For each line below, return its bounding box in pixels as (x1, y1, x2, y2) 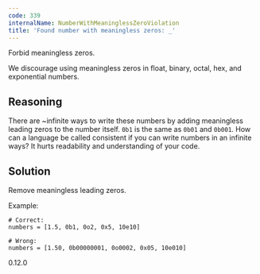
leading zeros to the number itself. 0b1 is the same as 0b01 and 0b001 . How (8, 125, 251, 134)
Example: (8, 201, 39, 210)
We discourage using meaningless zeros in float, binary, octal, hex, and (8, 64, 243, 73)
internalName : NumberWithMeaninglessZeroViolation (8, 19, 180, 27)
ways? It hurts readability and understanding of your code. (8, 141, 200, 151)
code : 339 (8, 11, 41, 20)
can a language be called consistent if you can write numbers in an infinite (8, 133, 252, 143)
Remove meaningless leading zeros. (8, 186, 127, 195)
